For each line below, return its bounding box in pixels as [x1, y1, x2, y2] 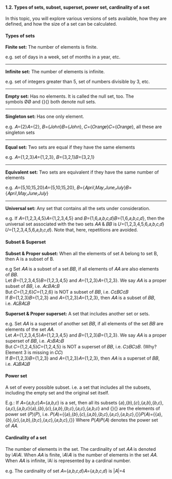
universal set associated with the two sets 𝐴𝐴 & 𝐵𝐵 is [5, 221, 117, 227]
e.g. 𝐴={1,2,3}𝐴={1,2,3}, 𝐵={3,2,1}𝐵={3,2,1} [5, 154, 95, 160]
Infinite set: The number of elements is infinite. [5, 69, 105, 75]
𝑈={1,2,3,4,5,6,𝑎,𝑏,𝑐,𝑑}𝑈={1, [118, 221, 165, 227]
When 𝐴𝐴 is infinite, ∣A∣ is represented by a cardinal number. [5, 457, 132, 464]
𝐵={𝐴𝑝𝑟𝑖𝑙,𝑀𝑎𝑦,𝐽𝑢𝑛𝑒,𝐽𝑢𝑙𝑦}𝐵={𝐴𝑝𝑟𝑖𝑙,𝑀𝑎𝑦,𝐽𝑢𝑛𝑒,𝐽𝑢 [76, 184, 132, 191]
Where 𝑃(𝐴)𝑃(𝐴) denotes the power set [76, 416, 158, 423]
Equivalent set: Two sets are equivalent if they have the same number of [5, 169, 159, 175]
